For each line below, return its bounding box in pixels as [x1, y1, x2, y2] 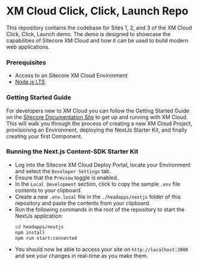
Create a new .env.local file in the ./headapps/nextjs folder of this [14, 193, 181, 200]
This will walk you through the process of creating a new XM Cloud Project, [6, 120, 193, 127]
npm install [14, 230, 45, 236]
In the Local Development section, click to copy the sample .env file [14, 180, 181, 187]
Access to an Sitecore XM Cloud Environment [14, 72, 128, 79]
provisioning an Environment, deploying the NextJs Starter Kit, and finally [6, 126, 187, 133]
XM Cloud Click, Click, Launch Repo [6, 4, 189, 18]
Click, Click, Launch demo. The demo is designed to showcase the [6, 30, 171, 37]
